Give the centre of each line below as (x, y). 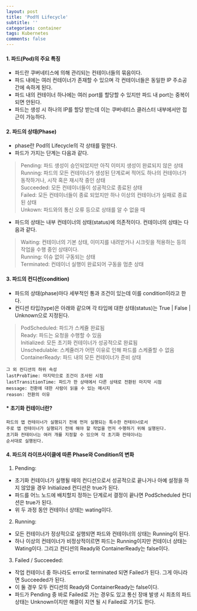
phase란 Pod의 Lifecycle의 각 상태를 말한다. (66, 146)
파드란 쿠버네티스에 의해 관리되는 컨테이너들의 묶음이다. (78, 73)
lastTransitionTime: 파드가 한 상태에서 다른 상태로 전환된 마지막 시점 (84, 382)
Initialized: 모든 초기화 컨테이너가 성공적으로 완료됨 (79, 342)
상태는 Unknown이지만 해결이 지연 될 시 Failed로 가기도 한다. (85, 602)
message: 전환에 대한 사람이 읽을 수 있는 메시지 (58, 388)
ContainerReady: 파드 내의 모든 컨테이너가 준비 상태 (81, 357)
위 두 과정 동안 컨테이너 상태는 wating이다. (64, 510)
